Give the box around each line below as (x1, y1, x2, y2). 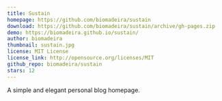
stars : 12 (7, 67, 36, 74)
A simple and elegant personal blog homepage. (7, 86, 140, 94)
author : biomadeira (7, 35, 63, 42)
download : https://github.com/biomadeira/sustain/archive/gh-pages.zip (7, 23, 215, 29)
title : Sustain (7, 10, 51, 17)
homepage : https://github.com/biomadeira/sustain (7, 16, 152, 23)
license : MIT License (7, 48, 69, 55)
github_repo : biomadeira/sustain (7, 61, 102, 68)
